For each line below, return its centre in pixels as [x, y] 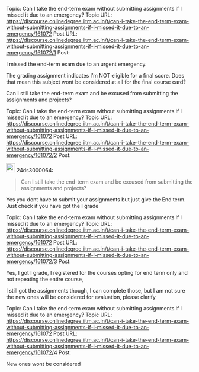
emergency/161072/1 [31, 52]
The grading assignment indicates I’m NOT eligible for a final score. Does [95, 76]
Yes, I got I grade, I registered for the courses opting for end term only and [97, 273]
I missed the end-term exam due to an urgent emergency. [76, 64]
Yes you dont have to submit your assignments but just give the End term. [96, 200]
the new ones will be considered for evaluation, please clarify [81, 297]
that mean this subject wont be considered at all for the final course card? [96, 82]
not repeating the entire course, [45, 279]
